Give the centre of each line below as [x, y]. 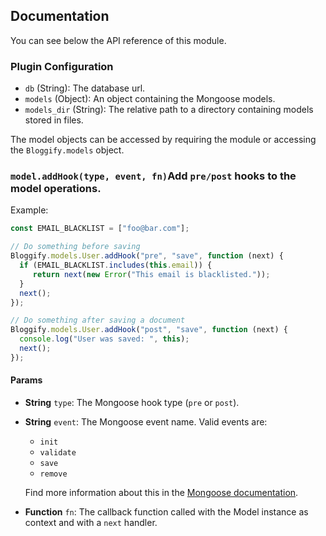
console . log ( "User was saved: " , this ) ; [104, 339]
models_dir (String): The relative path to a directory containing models [169, 110]
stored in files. [54, 120]
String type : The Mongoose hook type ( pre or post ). [132, 402]
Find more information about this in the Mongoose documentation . [161, 492]
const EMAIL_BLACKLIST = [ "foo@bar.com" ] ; [100, 229]
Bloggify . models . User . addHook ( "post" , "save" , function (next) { [149, 330]
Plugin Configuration [62, 66]
